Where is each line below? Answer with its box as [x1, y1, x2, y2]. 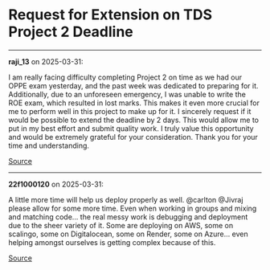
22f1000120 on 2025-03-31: [8, 179, 104, 189]
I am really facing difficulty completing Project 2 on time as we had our [8, 72, 243, 82]
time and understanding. [8, 141, 90, 150]
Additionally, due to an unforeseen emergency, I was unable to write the [8, 89, 247, 99]
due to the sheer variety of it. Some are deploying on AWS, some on [8, 220, 234, 230]
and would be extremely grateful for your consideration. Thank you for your [8, 132, 259, 141]
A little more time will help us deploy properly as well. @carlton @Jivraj [8, 194, 243, 204]
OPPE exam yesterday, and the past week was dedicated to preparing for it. [8, 80, 259, 90]
